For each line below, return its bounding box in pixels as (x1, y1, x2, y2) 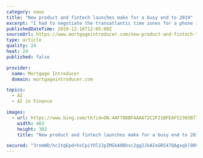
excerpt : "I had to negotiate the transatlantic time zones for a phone (6, 20, 193, 26)
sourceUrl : (6, 31, 34, 38)
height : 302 (17, 126, 47, 132)
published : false (6, 54, 50, 60)
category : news (6, 8, 45, 15)
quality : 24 (6, 43, 36, 49)
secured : (6, 143, 28, 149)
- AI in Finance (11, 98, 53, 105)
